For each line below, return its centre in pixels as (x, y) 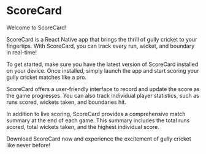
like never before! (29, 145)
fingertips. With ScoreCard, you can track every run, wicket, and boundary (101, 46)
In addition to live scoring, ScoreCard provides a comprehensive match (96, 114)
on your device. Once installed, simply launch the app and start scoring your (103, 70)
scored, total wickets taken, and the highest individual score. (83, 127)
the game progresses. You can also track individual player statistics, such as (103, 95)
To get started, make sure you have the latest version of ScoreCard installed (102, 64)
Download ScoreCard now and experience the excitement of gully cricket (99, 139)
